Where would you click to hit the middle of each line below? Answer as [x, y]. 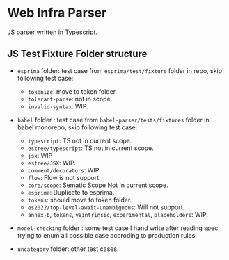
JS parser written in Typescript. [52, 32]
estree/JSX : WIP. [52, 163]
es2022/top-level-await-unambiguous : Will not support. [106, 207]
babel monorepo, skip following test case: [77, 127]
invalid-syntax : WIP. [58, 106]
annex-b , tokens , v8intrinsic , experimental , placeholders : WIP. [118, 214]
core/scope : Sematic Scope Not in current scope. [98, 185]
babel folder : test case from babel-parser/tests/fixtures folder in [113, 120]
